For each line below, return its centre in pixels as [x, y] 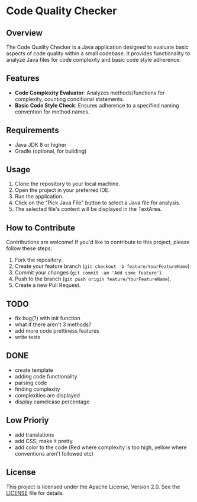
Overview [25, 33]
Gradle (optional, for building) [51, 151]
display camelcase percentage [52, 402]
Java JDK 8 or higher [41, 144]
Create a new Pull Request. [48, 285]
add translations [34, 434]
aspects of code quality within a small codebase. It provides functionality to [98, 53]
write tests [28, 337]
